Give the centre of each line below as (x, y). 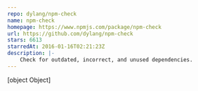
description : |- (31, 54)
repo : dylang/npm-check (42, 14)
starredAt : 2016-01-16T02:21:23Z (56, 47)
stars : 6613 (25, 40)
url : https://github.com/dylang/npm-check (70, 34)
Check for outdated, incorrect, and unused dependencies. (106, 60)
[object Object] (29, 80)
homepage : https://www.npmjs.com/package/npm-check (84, 27)
